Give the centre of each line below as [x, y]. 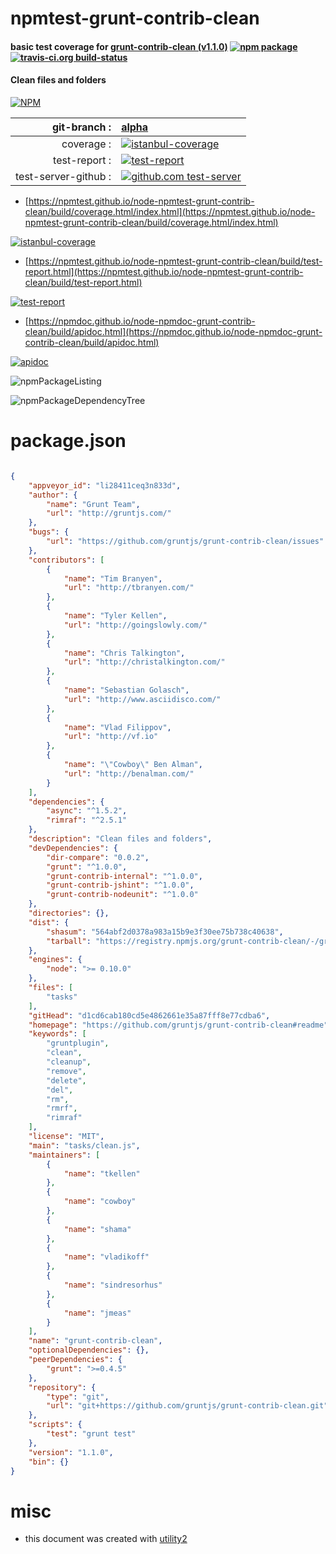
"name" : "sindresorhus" [113, 1285]
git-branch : [81, 127]
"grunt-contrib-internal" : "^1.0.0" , [124, 876]
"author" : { [53, 495]
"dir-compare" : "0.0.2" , [98, 857]
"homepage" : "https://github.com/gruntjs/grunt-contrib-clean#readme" [178, 1025]
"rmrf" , [62, 1108]
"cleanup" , [69, 1062]
